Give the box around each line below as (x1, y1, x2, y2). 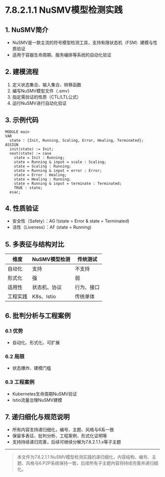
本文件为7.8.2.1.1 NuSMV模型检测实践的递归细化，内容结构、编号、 (17, 454, 152, 460)
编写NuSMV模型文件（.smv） (12, 88, 72, 94)
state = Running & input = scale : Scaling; (14, 159, 107, 164)
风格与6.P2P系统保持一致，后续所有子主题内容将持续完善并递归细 (26, 460, 159, 466)
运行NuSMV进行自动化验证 (12, 100, 67, 106)
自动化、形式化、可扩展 (12, 339, 60, 345)
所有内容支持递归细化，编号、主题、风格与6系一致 (12, 427, 114, 433)
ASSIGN (5, 142, 19, 147)
